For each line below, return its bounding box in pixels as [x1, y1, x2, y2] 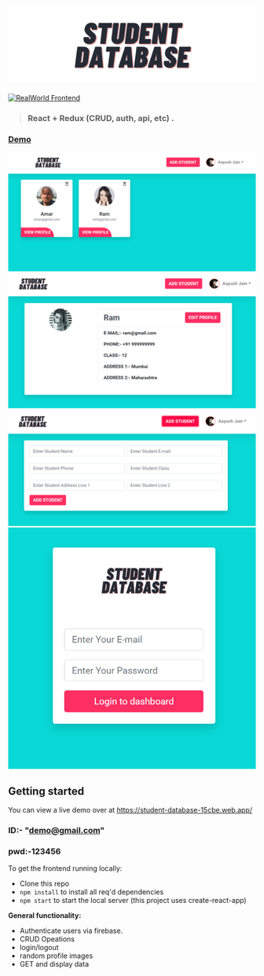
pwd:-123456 [8, 846, 61, 857]
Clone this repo [19, 879, 69, 889]
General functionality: [8, 911, 82, 920]
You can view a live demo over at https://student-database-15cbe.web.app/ [8, 805, 253, 814]
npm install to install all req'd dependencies [19, 887, 164, 897]
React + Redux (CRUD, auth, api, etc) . [27, 112, 174, 123]
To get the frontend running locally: [8, 864, 123, 873]
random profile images [19, 951, 93, 960]
